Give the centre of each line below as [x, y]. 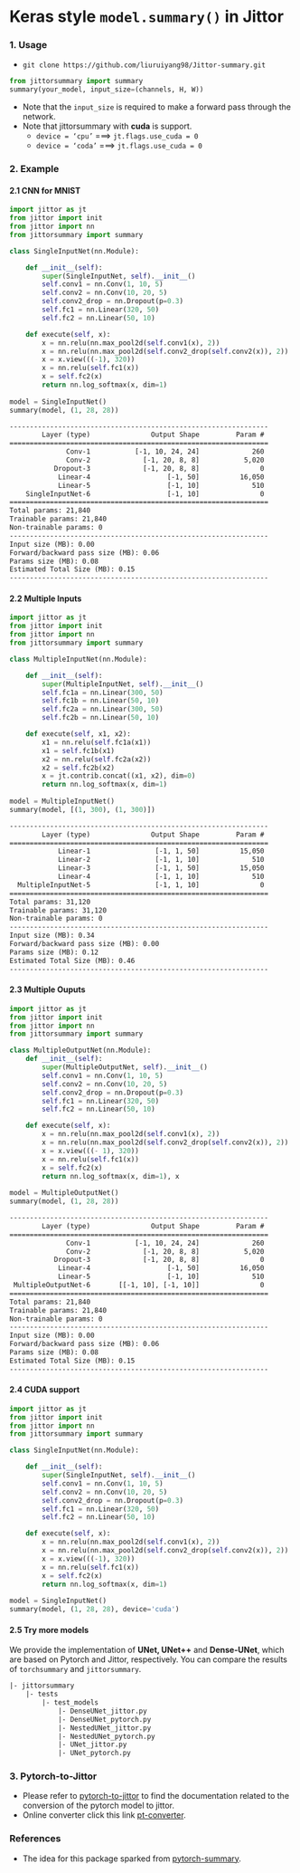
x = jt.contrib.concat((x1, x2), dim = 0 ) [119, 776]
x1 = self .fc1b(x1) [79, 750]
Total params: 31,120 [50, 902]
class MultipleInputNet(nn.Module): [78, 659]
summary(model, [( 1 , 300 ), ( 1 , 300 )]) [82, 809]
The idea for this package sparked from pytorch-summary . [132, 1859]
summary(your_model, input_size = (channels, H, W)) [107, 90]
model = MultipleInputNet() [62, 802]
